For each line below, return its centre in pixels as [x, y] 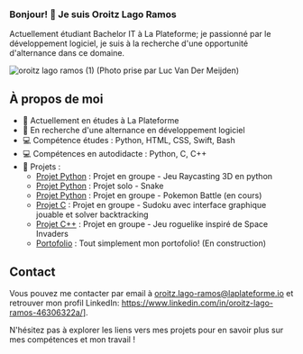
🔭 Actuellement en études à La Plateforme [101, 121]
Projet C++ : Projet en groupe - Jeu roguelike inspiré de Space [152, 224]
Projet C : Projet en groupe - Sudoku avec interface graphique [151, 205]
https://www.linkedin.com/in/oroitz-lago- [197, 303]
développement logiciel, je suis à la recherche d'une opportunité [129, 43]
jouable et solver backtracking [92, 214]
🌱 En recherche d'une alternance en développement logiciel [133, 131]
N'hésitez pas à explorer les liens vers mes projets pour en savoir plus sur [147, 330]
